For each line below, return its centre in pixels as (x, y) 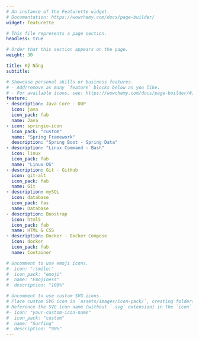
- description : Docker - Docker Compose (57, 236)
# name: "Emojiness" (33, 280)
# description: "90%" (34, 329)
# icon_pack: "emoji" (34, 274)
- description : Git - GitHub (42, 170)
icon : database (30, 198)
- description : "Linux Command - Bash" (55, 148)
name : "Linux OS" (33, 164)
